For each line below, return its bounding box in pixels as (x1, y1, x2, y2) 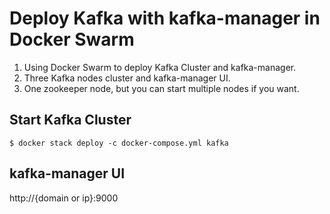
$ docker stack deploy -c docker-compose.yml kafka (9, 138, 229, 148)
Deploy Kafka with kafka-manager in (9, 7, 321, 30)
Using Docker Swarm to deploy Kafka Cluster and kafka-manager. (23, 61, 297, 73)
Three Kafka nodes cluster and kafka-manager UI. (23, 72, 231, 84)
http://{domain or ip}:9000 (9, 192, 119, 204)
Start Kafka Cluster (9, 112, 132, 129)
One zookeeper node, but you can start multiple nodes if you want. (23, 82, 300, 94)
